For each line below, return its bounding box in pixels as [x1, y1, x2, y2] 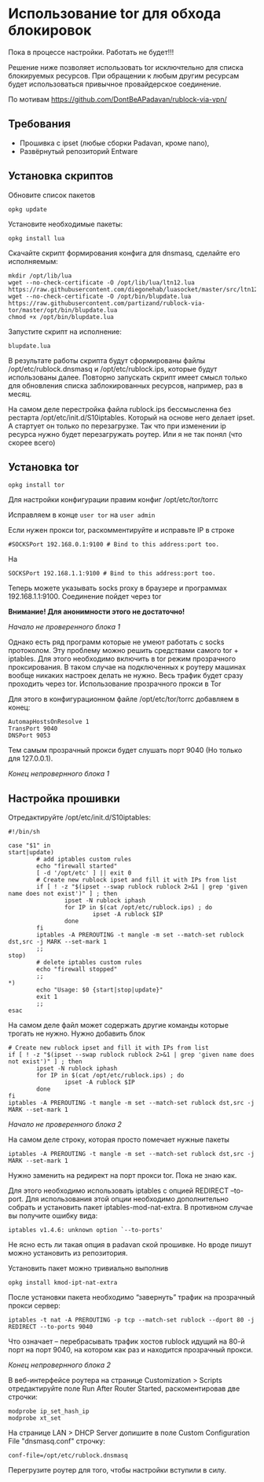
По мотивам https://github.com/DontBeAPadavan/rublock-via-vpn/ [8, 94, 227, 104]
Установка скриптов [8, 170, 114, 183]
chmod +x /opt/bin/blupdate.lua [8, 313, 114, 321]
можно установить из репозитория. [8, 1249, 128, 1258]
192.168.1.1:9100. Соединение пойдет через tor [8, 592, 162, 601]
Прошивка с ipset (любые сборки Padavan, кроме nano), [19, 138, 210, 148]
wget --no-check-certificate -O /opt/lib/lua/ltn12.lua [8, 278, 195, 287]
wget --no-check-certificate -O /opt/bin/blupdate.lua [8, 292, 192, 300]
